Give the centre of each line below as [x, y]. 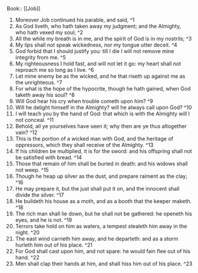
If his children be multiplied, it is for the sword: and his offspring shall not [103, 151]
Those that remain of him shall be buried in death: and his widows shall [101, 164]
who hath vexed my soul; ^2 [49, 32]
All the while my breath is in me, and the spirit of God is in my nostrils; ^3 [103, 39]
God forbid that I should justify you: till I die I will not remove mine [95, 51]
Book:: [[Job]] [24, 9]
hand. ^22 [27, 257]
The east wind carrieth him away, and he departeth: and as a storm [97, 239]
